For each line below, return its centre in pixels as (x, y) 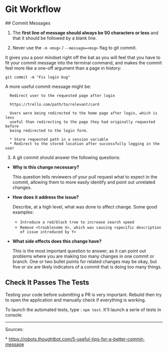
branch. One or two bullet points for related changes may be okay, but (84, 261)
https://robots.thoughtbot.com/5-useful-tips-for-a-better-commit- (76, 339)
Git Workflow (33, 9)
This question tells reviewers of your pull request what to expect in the (85, 176)
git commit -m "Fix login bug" (38, 77)
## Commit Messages (28, 23)
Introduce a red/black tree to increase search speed (77, 222)
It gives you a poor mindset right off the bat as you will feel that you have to (83, 57)
